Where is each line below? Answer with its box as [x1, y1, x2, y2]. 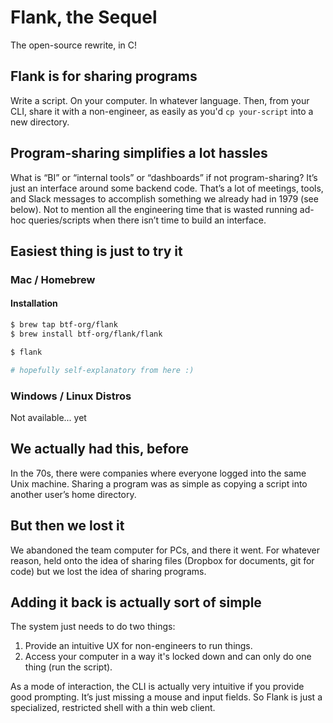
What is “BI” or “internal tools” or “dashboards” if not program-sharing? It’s [10, 171, 318, 183]
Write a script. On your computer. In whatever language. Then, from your [10, 94, 310, 106]
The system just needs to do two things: [10, 621, 176, 633]
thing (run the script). [24, 661, 113, 673]
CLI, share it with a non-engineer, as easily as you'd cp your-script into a [10, 105, 314, 117]
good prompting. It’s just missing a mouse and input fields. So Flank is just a [10, 691, 323, 703]
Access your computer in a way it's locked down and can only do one [24, 651, 312, 663]
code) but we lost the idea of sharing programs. [10, 565, 207, 577]
